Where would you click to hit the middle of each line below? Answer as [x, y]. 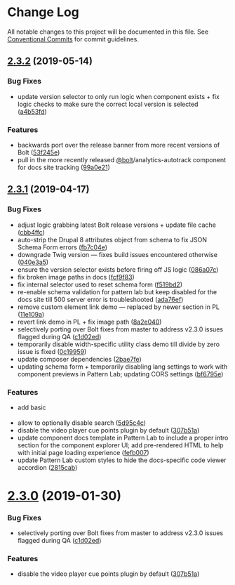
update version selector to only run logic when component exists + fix [118, 96]
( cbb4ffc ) [31, 232]
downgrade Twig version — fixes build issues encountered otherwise [117, 254]
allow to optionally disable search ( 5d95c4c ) [81, 423]
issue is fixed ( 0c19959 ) [52, 351]
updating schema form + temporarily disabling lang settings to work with [122, 367]
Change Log [43, 12]
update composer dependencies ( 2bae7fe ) [79, 359]
